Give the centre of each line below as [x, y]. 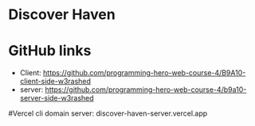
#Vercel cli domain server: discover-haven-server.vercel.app [108, 113]
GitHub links [50, 51]
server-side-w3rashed [57, 98]
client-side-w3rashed [55, 82]
